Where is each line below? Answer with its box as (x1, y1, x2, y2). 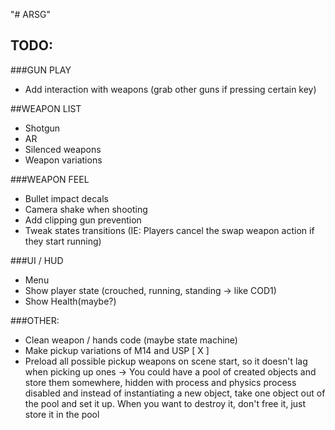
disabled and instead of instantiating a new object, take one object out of (24, 387, 326, 399)
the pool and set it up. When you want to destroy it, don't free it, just (24, 397, 307, 409)
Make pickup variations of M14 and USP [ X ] (24, 344, 210, 356)
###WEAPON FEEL (10, 173, 90, 185)
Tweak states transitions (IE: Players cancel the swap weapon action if (24, 224, 315, 236)
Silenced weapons (24, 143, 102, 155)
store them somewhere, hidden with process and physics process (24, 376, 297, 388)
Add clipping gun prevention (24, 214, 142, 226)
